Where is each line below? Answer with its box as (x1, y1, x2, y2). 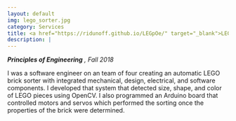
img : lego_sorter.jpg (7, 17, 71, 24)
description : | (7, 36, 52, 43)
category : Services (7, 23, 65, 30)
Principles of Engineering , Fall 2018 (7, 55, 114, 64)
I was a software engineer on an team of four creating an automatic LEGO (7, 69, 221, 78)
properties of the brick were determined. (7, 106, 125, 115)
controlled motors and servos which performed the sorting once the (7, 99, 204, 107)
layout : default (7, 10, 55, 17)
